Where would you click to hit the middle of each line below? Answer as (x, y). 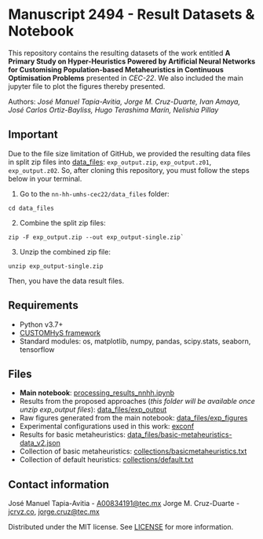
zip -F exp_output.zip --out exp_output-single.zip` (96, 237)
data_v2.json (40, 443)
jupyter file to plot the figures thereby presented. (87, 86)
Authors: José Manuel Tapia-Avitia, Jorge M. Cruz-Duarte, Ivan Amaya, (124, 101)
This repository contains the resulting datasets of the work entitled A (119, 53)
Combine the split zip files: (62, 222)
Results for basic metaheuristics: (72, 434)
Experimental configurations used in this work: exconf (107, 427)
